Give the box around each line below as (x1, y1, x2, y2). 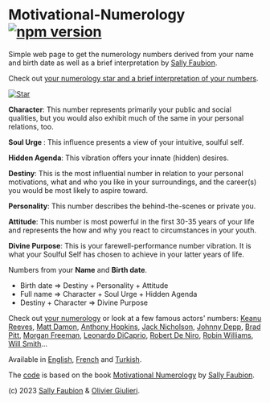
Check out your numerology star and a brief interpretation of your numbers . (8, 73, 259, 83)
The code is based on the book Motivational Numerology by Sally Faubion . (8, 370, 256, 380)
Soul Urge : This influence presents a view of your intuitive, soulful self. (8, 137, 244, 146)
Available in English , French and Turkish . (8, 354, 142, 364)
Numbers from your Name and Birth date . (8, 265, 147, 274)
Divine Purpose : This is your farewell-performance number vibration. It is (8, 241, 252, 250)
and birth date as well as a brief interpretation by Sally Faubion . (8, 58, 218, 68)
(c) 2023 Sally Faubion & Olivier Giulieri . (8, 385, 141, 395)
